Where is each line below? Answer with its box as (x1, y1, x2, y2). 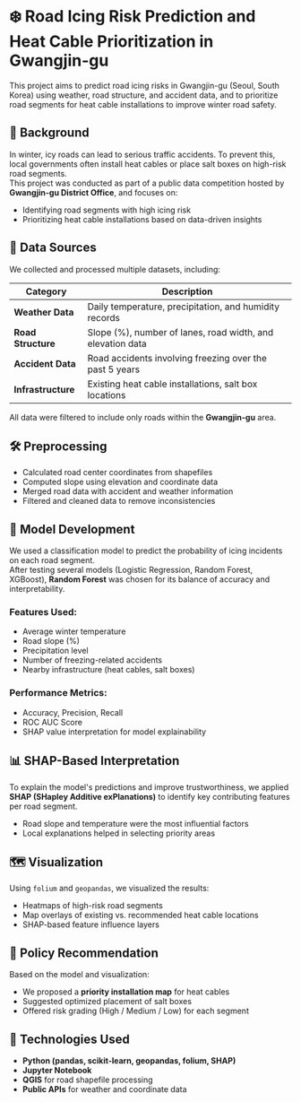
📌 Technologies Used (9, 1031, 130, 1046)
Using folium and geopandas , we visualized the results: (9, 883, 210, 894)
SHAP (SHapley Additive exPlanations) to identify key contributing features (9, 791, 290, 802)
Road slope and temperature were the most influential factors (21, 818, 249, 829)
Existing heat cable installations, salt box (87, 377, 258, 390)
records (87, 311, 121, 324)
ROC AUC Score (21, 716, 83, 727)
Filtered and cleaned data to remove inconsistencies (21, 496, 216, 507)
